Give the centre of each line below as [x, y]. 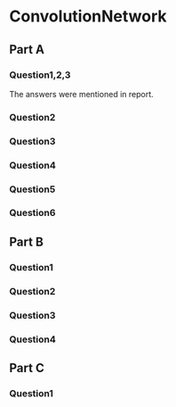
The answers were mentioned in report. [81, 94]
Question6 [32, 213]
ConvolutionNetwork [88, 17]
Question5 [32, 189]
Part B [27, 241]
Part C [27, 368]
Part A [27, 50]
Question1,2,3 [40, 75]
